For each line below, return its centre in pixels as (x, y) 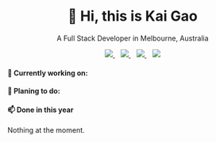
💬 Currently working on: (48, 73)
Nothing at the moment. (46, 130)
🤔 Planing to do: (34, 91)
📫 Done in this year (40, 110)
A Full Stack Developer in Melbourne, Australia (133, 38)
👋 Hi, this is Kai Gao (133, 16)
